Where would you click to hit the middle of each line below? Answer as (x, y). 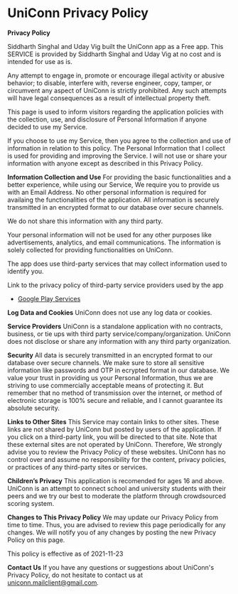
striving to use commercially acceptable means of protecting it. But (106, 385)
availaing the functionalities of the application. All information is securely (113, 200)
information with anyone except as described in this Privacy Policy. (105, 163)
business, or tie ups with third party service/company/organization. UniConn (119, 334)
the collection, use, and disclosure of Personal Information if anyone (107, 119)
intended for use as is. (40, 61)
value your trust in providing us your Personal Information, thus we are (110, 377)
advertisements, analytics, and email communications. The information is (114, 242)
